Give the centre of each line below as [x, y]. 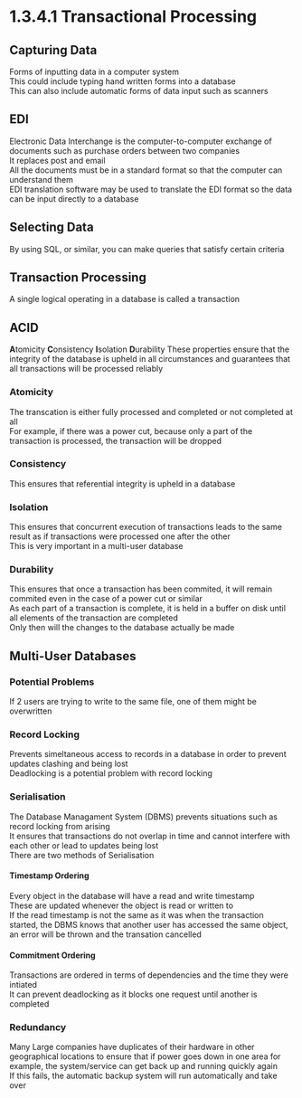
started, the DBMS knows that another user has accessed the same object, [149, 924]
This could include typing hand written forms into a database [123, 81]
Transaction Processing [78, 278]
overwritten [31, 711]
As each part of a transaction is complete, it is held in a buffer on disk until [148, 609]
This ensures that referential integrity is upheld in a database [123, 483]
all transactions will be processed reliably [86, 369]
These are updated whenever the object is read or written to [121, 905]
